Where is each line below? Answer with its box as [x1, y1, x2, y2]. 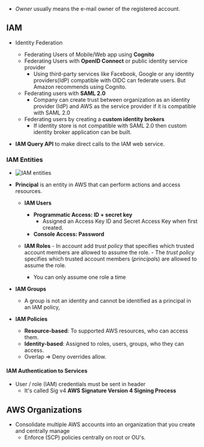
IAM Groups [15, 286, 47, 293]
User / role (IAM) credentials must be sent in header [15, 381, 146, 388]
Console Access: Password [33, 231, 105, 238]
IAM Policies [15, 315, 47, 323]
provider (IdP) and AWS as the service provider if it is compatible [33, 102, 196, 110]
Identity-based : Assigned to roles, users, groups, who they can [24, 340, 185, 348]
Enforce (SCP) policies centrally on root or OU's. [24, 434, 146, 441]
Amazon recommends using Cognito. [33, 83, 127, 90]
